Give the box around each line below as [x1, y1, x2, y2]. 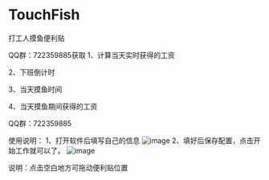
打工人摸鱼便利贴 [8, 33, 65, 43]
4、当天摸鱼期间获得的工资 [8, 101, 98, 111]
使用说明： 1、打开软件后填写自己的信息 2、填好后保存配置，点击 [8, 135, 255, 145]
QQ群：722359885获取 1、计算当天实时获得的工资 [8, 50, 175, 59]
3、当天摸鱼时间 [8, 84, 63, 94]
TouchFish [8, 6, 80, 24]
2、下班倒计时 [8, 67, 55, 77]
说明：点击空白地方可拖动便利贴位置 [8, 162, 128, 172]
